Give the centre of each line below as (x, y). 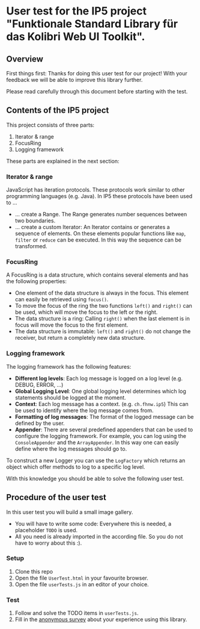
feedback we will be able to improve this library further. (74, 80)
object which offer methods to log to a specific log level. (76, 467)
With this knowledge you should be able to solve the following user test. (95, 478)
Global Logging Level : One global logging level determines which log (100, 391)
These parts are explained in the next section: (63, 161)
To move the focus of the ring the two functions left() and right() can (103, 306)
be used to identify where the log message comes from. (84, 410)
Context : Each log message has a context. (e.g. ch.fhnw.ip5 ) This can (102, 404)
